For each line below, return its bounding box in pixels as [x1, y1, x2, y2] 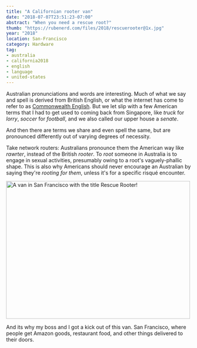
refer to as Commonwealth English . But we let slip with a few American [6, 103, 178, 110]
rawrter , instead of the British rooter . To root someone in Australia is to [6, 150, 178, 158]
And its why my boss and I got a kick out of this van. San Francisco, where [6, 324, 186, 331]
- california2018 [6, 58, 49, 63]
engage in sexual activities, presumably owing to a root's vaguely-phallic [6, 157, 182, 164]
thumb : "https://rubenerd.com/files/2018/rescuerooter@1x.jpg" [6, 25, 165, 31]
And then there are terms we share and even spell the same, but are [6, 127, 171, 134]
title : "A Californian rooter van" [6, 8, 94, 15]
